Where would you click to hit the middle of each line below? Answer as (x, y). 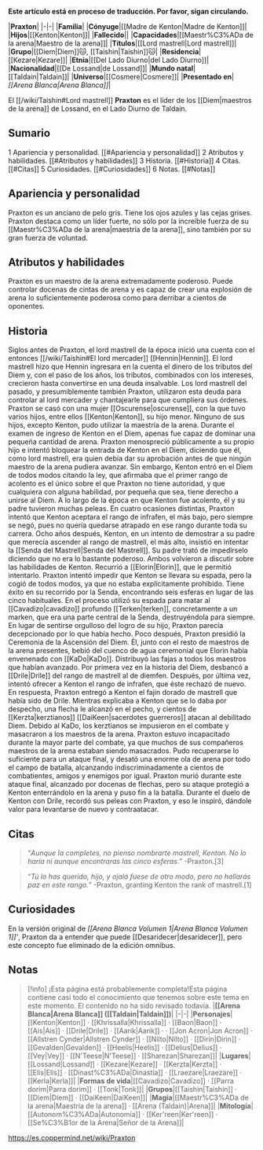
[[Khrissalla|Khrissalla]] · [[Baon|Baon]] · (157, 1022)
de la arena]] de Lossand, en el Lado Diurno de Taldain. (98, 108)
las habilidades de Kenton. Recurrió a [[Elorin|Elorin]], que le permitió (120, 567)
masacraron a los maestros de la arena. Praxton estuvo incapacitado (119, 734)
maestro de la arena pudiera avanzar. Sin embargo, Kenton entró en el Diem (131, 467)
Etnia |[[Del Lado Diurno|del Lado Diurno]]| (141, 60)
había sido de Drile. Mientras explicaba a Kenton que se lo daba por (118, 701)
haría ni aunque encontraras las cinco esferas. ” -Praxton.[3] (126, 862)
